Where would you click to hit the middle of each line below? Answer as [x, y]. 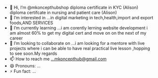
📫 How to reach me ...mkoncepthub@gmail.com [58, 59]
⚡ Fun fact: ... [23, 71]
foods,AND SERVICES [31, 23]
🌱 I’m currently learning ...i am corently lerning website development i [79, 28]
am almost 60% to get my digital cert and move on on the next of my [78, 33]
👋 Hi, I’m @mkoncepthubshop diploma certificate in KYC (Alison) [74, 7]
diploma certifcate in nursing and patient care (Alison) [63, 13]
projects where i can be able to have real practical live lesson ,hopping [80, 48]
